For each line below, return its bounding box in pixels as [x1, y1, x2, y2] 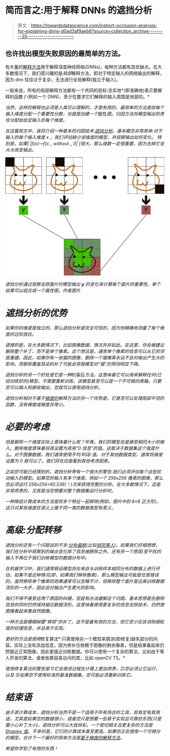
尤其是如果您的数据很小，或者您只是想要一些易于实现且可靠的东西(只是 [14, 715, 162, 722]
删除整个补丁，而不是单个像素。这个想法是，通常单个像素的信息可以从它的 [5, 348, 160, 355]
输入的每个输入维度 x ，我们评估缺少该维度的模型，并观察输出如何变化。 [5, 134, 156, 140]
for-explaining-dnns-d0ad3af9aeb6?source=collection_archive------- [17, 28, 163, 34]
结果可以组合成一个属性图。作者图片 [5, 287, 81, 294]
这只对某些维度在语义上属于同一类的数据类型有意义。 [5, 505, 116, 511]
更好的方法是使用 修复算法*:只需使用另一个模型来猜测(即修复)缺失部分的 [5, 636, 154, 642]
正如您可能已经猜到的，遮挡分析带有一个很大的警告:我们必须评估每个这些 [5, 469, 157, 475]
